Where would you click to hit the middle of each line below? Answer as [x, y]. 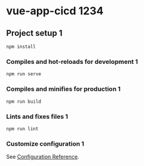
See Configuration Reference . [43, 157]
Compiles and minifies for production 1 [63, 89]
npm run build [24, 102]
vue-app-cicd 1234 [55, 11]
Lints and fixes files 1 [37, 116]
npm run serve [24, 74]
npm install [21, 47]
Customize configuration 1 [45, 143]
